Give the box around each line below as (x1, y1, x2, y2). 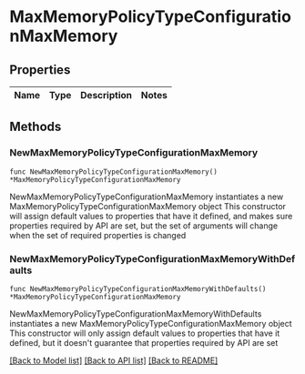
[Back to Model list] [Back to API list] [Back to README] (9, 355, 219, 366)
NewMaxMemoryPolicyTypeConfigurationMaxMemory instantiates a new (9, 191, 284, 202)
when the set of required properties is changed (9, 229, 187, 240)
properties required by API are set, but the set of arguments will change (9, 220, 279, 231)
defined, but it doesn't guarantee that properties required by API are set (9, 337, 279, 348)
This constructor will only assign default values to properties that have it (9, 328, 280, 339)
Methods (9, 119, 62, 135)
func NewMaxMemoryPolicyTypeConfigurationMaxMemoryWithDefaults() (9, 284, 267, 293)
